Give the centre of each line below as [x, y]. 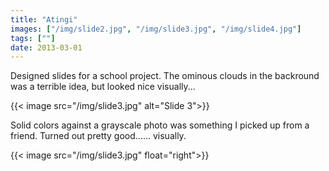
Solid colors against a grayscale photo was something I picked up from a [160, 125]
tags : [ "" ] [33, 38]
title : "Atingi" [44, 19]
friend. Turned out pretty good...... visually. [98, 136]
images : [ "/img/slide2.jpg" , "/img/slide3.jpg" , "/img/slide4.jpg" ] [156, 29]
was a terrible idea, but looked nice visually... [103, 87]
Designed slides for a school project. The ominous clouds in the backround [165, 76]
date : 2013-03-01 [46, 47]
